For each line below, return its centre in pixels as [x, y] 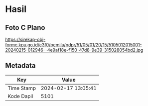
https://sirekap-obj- [25, 39]
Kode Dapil [20, 96]
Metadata [20, 66]
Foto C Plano [25, 28]
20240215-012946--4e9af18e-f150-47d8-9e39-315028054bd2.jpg [74, 50]
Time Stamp [22, 88]
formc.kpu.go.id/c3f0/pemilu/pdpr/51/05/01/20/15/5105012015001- [74, 45]
